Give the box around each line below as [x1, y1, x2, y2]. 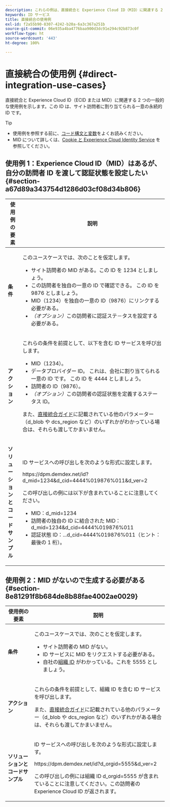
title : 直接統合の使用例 [5, 17, 52, 22]
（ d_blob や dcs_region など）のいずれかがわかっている [22, 418, 155, 425]
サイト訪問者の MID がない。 [42, 643, 111, 650]
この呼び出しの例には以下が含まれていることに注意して [22, 489, 154, 496]
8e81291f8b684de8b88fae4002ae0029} [5, 592, 138, 600]
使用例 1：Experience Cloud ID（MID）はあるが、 [5, 159, 161, 168]
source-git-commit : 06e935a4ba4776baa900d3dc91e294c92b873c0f [5, 26, 139, 31]
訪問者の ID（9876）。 [31, 383, 84, 390]
